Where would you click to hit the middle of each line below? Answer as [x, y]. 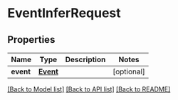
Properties [31, 40]
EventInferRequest [64, 13]
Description [85, 60]
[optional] [129, 71]
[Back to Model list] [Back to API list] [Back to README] [89, 89]
